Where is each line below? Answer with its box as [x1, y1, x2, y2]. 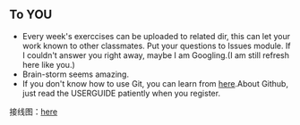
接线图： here [9, 106, 58, 117]
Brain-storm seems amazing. [21, 69, 130, 79]
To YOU [9, 7, 53, 22]
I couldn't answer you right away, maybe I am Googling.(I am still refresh [21, 49, 289, 61]
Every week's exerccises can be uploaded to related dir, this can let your [21, 30, 291, 41]
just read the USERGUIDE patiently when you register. [21, 87, 221, 98]
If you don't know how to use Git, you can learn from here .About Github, [21, 78, 289, 88]
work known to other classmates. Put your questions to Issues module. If [21, 40, 291, 51]
